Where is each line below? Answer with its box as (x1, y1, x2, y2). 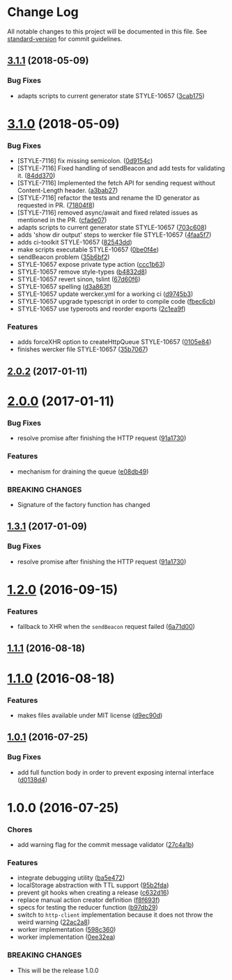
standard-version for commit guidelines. (7, 34, 123, 42)
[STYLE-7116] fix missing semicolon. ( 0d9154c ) (17, 157, 153, 165)
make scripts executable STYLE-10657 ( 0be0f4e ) (17, 245, 159, 254)
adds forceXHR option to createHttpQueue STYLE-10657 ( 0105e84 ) (17, 338, 212, 346)
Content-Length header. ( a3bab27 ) (17, 186, 118, 195)
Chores (7, 825, 33, 834)
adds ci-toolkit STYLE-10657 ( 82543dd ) (17, 238, 132, 247)
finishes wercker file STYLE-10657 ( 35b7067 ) (17, 345, 148, 354)
